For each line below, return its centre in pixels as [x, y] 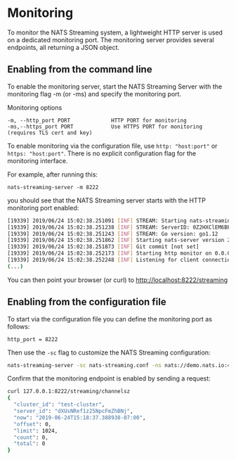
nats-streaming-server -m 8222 [53, 187]
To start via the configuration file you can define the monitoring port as [110, 319]
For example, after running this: [53, 174]
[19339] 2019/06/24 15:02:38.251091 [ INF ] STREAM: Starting [97, 221]
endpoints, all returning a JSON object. [64, 47]
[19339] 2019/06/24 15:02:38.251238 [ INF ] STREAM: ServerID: [99, 227]
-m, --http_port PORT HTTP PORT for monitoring [97, 120]
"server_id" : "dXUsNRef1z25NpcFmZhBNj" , [73, 411]
